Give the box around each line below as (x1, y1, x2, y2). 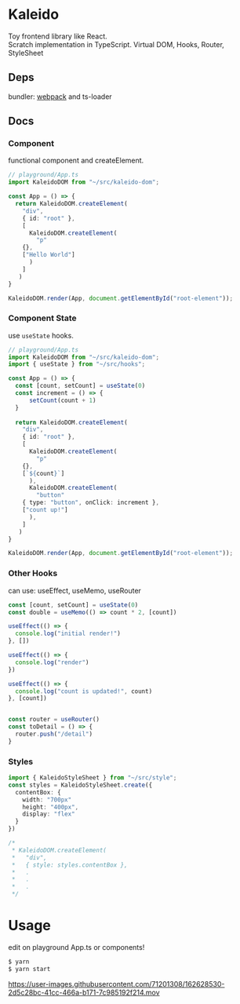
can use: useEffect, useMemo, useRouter (8, 586, 141, 595)
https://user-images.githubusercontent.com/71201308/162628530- (8, 979, 225, 988)
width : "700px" (22, 795, 72, 804)
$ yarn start (8, 965, 51, 973)
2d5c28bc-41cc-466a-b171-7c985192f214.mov (8, 988, 160, 997)
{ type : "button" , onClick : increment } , (22, 498, 159, 507)
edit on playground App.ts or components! (8, 943, 145, 952)
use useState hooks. (8, 330, 75, 340)
